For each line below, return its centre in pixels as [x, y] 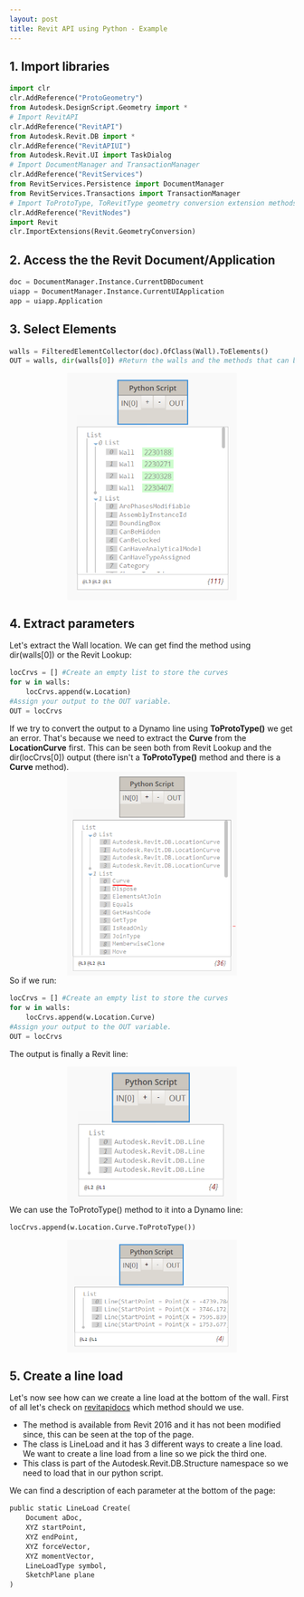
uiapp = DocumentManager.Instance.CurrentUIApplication [117, 292]
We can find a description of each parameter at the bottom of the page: [142, 1491]
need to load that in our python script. [93, 1473]
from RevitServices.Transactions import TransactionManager [125, 193]
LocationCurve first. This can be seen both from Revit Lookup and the [141, 747]
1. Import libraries [60, 67]
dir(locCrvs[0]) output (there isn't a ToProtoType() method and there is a [145, 757]
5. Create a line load [66, 1376]
